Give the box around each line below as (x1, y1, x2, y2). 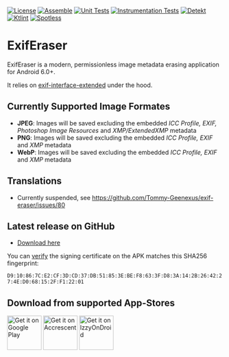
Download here (16, 238, 60, 247)
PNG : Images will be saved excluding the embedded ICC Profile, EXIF (16, 134, 213, 142)
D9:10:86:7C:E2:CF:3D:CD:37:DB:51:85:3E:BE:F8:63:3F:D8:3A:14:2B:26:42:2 (7, 273, 223, 280)
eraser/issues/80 (16, 201, 66, 209)
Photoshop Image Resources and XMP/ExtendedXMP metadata (16, 126, 197, 134)
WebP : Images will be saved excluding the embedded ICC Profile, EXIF (16, 148, 217, 156)
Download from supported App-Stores (7, 297, 176, 308)
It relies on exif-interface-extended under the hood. (7, 81, 153, 89)
